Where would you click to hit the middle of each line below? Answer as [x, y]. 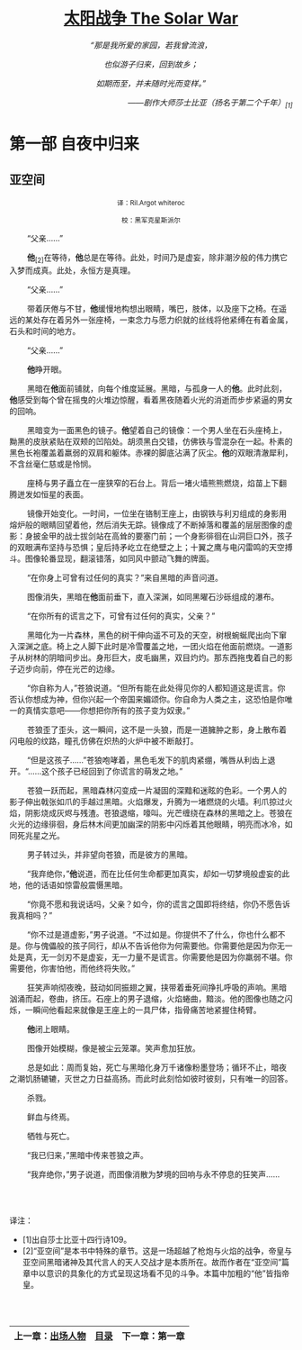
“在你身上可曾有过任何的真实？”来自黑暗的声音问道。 [124, 577]
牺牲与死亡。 [50, 1136]
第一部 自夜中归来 [74, 144]
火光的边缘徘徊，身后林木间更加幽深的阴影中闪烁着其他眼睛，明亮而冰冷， [147, 824]
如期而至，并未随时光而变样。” [151, 83]
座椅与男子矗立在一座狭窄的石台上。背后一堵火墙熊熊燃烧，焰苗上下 [153, 483]
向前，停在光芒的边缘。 [76, 668]
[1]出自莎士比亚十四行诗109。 [77, 1239]
